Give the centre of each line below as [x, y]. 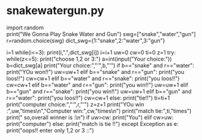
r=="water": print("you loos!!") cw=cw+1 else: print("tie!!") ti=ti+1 [88, 98]
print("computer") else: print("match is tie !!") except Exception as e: [92, 123]
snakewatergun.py [55, 11]
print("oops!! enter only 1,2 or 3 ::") [50, 130]
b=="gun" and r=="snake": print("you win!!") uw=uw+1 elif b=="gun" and [99, 91]
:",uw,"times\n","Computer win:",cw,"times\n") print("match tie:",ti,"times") [99, 111]
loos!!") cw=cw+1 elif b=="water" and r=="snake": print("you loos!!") [93, 78]
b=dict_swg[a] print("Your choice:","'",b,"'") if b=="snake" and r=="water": [100, 65]
